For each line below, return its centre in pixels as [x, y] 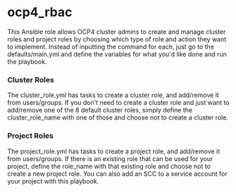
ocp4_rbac [40, 12]
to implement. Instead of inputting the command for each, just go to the [111, 46]
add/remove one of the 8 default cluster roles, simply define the [100, 110]
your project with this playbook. [53, 181]
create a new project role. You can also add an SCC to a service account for [117, 174]
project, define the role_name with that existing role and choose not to [109, 166]
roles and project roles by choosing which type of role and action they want [117, 39]
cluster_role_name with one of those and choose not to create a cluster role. [118, 117]
